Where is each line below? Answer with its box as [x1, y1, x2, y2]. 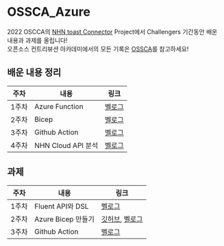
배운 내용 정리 [7, 66, 62, 79]
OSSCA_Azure [7, 4, 91, 20]
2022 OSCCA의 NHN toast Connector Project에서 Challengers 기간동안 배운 [7, 27, 218, 36]
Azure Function [34, 101, 84, 111]
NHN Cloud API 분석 [34, 140, 99, 150]
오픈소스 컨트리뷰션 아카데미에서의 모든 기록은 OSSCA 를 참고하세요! [7, 45, 189, 53]
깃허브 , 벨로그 [101, 214, 143, 223]
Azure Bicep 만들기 [34, 214, 95, 223]
